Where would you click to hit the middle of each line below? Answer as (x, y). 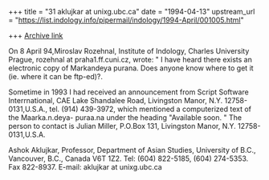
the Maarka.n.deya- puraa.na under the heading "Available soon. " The (125, 118)
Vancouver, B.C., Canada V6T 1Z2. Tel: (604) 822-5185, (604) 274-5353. (128, 158)
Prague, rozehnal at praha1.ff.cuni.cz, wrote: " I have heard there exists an (130, 60)
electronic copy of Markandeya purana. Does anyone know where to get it (131, 68)
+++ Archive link (36, 36)
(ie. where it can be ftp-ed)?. (55, 76)
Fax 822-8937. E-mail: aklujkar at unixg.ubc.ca (85, 167)
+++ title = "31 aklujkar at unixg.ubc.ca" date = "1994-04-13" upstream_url (132, 12)
